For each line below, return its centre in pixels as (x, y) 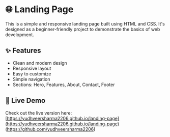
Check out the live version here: (39, 113)
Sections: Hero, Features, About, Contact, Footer (64, 85)
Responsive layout (32, 68)
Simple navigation (31, 79)
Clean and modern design (40, 63)
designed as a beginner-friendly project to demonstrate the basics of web (83, 29)
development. (20, 35)
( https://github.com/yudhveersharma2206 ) (50, 129)
